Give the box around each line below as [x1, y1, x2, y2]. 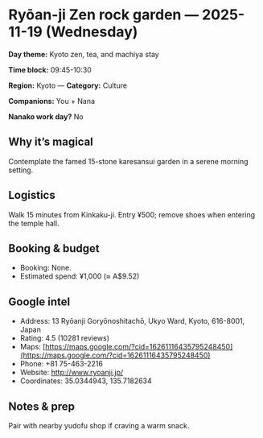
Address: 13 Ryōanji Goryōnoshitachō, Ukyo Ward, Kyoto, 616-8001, [19, 316, 245, 326]
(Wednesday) [45, 23, 138, 41]
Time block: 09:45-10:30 [8, 64, 92, 74]
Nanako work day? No [8, 111, 84, 122]
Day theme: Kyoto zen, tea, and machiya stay [8, 49, 159, 59]
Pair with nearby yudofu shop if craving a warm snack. [8, 421, 190, 430]
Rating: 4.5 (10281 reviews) [19, 333, 110, 343]
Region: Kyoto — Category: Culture [8, 81, 127, 90]
